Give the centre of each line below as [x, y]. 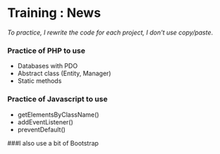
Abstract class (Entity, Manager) [64, 73]
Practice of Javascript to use [57, 99]
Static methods [39, 81]
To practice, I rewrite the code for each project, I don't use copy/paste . [110, 32]
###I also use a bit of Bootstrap [53, 143]
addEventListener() [45, 122]
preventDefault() [41, 129]
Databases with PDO [48, 66]
